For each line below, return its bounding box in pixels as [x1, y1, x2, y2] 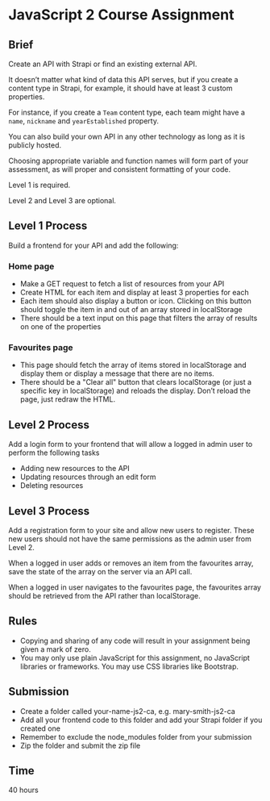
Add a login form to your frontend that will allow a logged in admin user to [8, 440, 253, 449]
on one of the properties [19, 322, 102, 332]
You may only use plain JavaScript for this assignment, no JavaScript [19, 653, 250, 662]
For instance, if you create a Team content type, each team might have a [8, 107, 246, 117]
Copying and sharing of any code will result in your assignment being [19, 636, 251, 645]
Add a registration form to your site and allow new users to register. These [8, 526, 255, 536]
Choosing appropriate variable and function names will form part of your [8, 156, 249, 165]
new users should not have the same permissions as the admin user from [8, 534, 252, 544]
